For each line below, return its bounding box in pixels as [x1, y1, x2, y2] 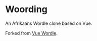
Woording [5, 4, 48, 15]
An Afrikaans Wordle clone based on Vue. [5, 20, 92, 26]
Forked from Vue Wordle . [5, 30, 58, 36]
